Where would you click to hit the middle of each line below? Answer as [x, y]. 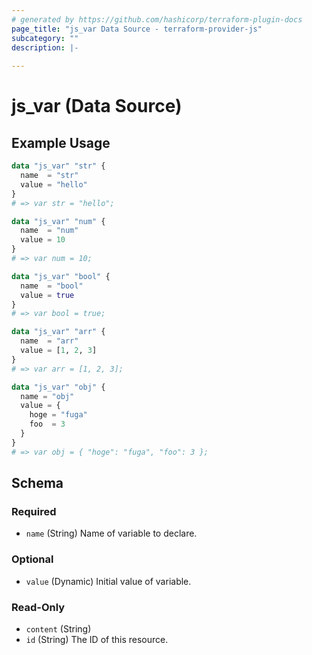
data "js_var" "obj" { [58, 387]
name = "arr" [49, 341]
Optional [32, 559]
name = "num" [49, 231]
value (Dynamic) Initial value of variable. [108, 581]
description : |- [45, 47]
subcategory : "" [45, 38]
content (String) [58, 628]
